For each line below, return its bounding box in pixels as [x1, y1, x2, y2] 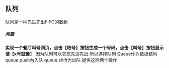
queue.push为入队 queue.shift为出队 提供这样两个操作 [5, 57, 117, 63]
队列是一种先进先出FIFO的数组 [5, 19, 68, 25]
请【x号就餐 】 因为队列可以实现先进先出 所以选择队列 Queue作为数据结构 [5, 51, 157, 57]
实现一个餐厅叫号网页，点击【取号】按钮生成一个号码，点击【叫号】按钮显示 [5, 44, 164, 51]
